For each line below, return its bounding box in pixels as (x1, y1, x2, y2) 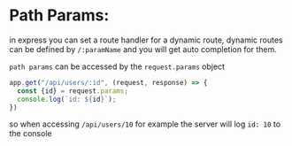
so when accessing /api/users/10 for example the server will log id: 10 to (9, 119, 281, 129)
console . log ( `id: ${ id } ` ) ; (17, 95, 117, 104)
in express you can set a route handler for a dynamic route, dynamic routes (9, 35, 283, 45)
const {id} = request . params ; (17, 86, 128, 96)
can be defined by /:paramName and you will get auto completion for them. (9, 43, 277, 54)
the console (9, 128, 52, 139)
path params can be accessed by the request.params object (9, 61, 226, 72)
